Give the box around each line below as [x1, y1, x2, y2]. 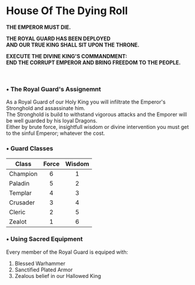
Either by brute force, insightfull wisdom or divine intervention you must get [6, 124, 189, 131]
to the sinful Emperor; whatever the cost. [6, 130, 105, 137]
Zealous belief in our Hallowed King [14, 272, 101, 279]
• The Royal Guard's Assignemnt [6, 85, 101, 93]
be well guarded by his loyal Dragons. [6, 117, 98, 124]
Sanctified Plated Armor [14, 266, 73, 273]
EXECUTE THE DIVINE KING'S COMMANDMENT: [6, 52, 128, 59]
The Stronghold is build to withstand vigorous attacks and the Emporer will [6, 111, 187, 118]
